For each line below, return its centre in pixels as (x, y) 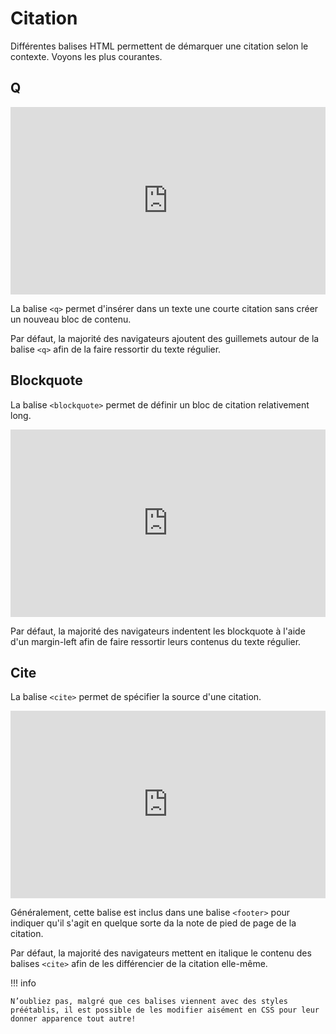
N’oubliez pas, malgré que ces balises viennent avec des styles (149, 1002)
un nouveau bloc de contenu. (71, 319)
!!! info (23, 983)
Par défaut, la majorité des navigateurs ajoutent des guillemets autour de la (165, 338)
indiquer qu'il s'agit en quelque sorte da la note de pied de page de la (153, 923)
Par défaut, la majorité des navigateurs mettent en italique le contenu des (161, 953)
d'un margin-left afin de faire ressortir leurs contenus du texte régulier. (156, 641)
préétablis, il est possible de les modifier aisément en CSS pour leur (165, 1010)
